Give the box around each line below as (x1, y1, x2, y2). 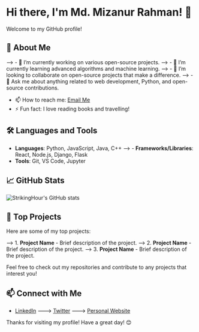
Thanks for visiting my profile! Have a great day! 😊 (6, 319, 132, 326)
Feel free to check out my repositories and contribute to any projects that (6, 264, 187, 271)
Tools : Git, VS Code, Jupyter (14, 157, 86, 164)
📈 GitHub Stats (6, 175, 65, 186)
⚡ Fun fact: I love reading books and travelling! (14, 105, 130, 112)
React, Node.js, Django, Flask (14, 151, 88, 158)
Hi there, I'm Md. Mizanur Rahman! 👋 (6, 5, 192, 19)
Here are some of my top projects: (6, 228, 91, 235)
